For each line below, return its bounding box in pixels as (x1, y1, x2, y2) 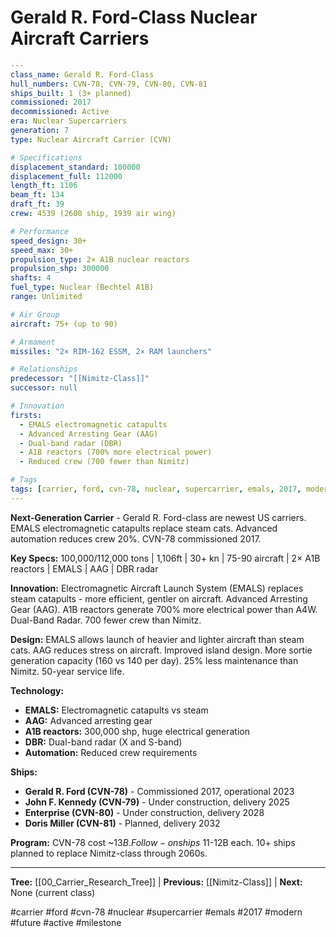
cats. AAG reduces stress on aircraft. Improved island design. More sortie (10, 644, 313, 656)
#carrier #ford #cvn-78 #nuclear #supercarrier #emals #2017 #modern (10, 906, 303, 918)
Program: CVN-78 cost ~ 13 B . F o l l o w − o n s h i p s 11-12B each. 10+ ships (10, 836, 296, 848)
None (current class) (10, 886, 96, 898)
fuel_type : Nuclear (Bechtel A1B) (10, 282, 155, 293)
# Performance (10, 226, 70, 236)
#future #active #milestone (10, 916, 122, 928)
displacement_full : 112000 (10, 171, 123, 181)
